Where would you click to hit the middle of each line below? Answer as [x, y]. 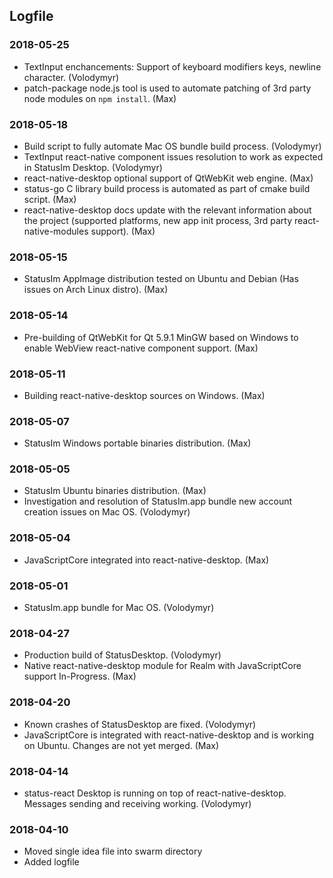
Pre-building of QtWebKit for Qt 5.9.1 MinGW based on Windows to [161, 337]
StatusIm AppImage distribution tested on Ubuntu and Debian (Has [161, 279]
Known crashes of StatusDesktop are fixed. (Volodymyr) [140, 724]
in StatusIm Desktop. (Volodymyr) [93, 167]
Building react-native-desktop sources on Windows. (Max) [144, 395]
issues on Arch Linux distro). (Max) [96, 290]
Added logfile [51, 862]
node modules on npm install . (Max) [100, 98]
